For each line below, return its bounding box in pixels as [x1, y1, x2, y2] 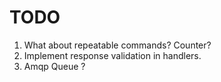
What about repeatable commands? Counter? [23, 39, 212, 51]
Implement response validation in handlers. [23, 49, 202, 61]
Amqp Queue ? [23, 60, 86, 72]
